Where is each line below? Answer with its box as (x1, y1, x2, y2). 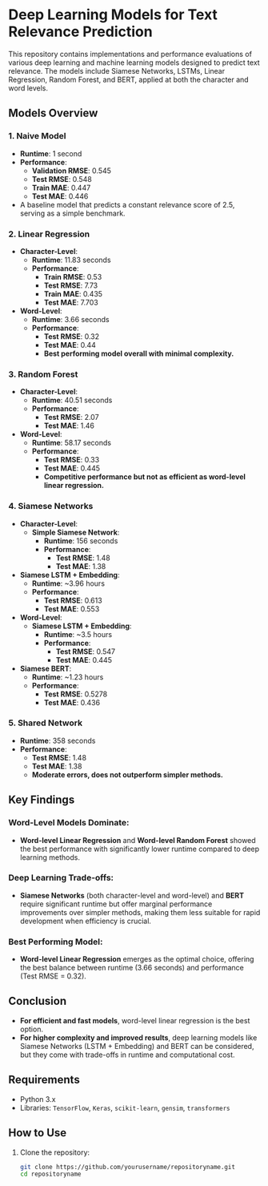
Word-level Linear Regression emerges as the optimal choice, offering (19, 954, 254, 964)
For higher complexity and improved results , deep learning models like (19, 1032, 258, 1043)
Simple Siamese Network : (31, 527, 120, 537)
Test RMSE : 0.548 (31, 174, 92, 184)
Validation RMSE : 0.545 (31, 166, 112, 175)
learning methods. (19, 852, 80, 862)
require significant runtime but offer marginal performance (19, 899, 213, 909)
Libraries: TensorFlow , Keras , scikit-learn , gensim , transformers (19, 1103, 230, 1112)
